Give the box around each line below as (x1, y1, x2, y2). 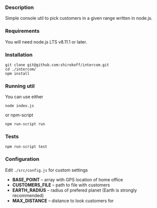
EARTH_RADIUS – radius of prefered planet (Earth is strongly (12, 187, 137, 193)
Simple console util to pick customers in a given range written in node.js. (5, 15, 153, 21)
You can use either (5, 94, 43, 100)
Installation (5, 51, 33, 58)
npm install (5, 71, 30, 76)
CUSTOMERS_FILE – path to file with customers (12, 182, 110, 188)
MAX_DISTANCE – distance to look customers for (12, 198, 114, 204)
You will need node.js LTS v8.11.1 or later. (5, 39, 87, 45)
